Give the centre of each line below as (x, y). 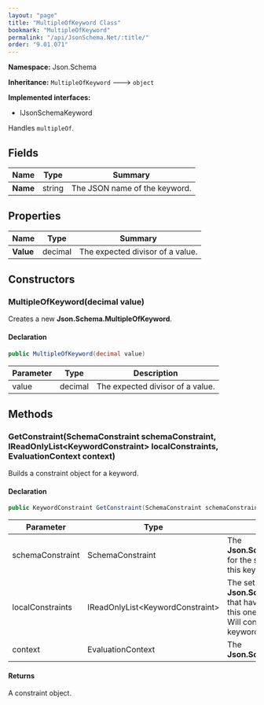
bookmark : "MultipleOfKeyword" (59, 30)
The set (241, 583)
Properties (35, 216)
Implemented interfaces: (49, 98)
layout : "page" (33, 15)
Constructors (42, 280)
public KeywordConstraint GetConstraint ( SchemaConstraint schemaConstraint (135, 508)
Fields (24, 153)
